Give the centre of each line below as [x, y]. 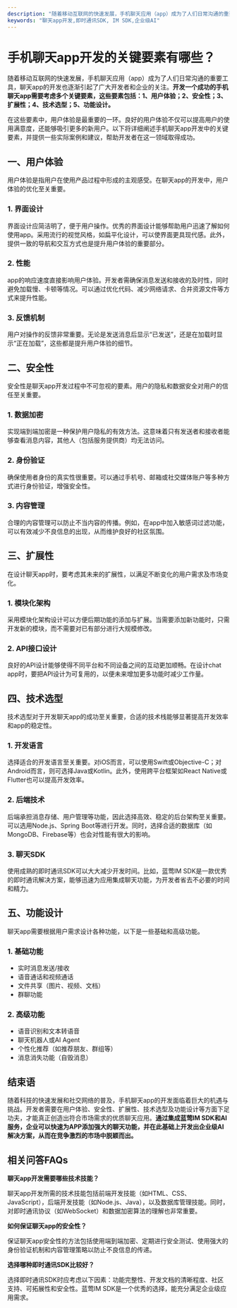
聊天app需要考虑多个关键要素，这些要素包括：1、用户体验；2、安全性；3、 [117, 96]
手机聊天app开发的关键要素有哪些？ [111, 57]
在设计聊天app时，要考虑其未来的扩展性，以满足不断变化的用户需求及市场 [115, 574]
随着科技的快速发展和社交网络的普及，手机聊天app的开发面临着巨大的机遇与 [118, 1101]
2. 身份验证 [26, 461]
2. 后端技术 [26, 800]
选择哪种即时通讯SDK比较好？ [51, 1264]
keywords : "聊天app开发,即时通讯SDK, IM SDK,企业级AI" [84, 20]
